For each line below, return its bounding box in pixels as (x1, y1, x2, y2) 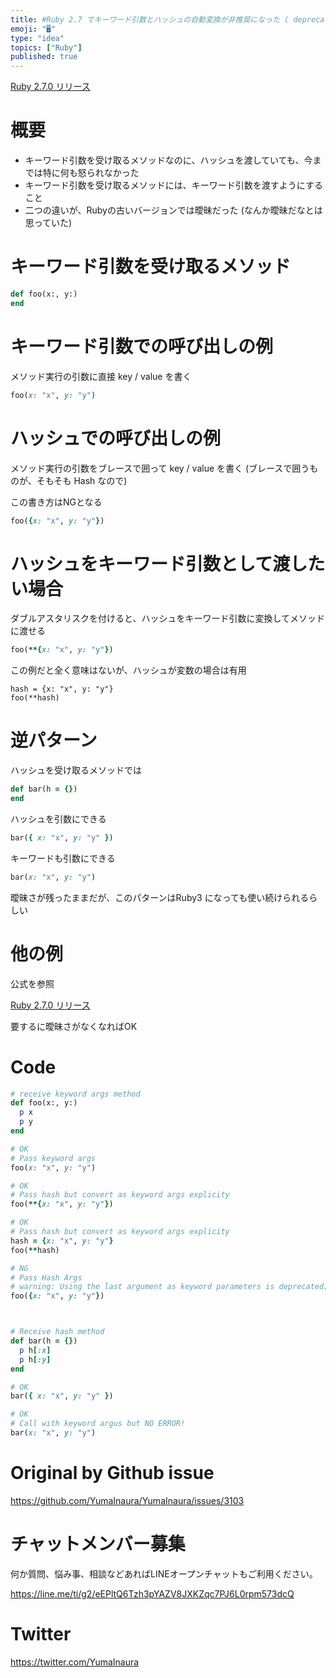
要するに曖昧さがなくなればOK (10, 1020, 138, 1032)
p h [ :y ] (19, 1354, 52, 1365)
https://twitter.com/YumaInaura (10, 1656, 140, 1668)
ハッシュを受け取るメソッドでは (10, 764, 142, 776)
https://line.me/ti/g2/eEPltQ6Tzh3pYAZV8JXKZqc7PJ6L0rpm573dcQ (10, 1587, 295, 1600)
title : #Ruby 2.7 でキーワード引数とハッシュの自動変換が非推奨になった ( (10, 14, 290, 25)
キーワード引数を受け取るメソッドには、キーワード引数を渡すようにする (24, 179, 323, 191)
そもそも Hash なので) (36, 474, 128, 486)
